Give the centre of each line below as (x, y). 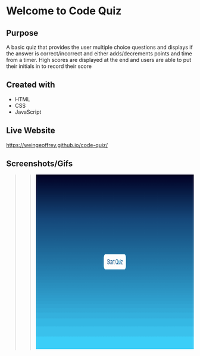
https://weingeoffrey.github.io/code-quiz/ (57, 145)
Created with (31, 85)
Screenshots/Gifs (40, 164)
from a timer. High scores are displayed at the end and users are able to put (99, 60)
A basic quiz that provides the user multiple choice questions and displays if (100, 47)
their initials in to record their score (49, 66)
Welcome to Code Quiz (64, 11)
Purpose (22, 33)
